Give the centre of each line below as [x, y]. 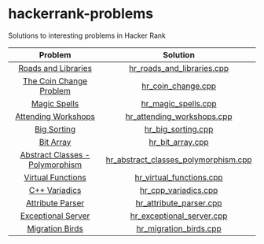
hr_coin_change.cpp [179, 86]
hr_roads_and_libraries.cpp [179, 68]
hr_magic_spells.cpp [179, 103]
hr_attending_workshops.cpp [179, 116]
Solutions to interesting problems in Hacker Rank [87, 35]
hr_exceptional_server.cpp [179, 216]
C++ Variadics [55, 190]
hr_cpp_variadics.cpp [179, 190]
